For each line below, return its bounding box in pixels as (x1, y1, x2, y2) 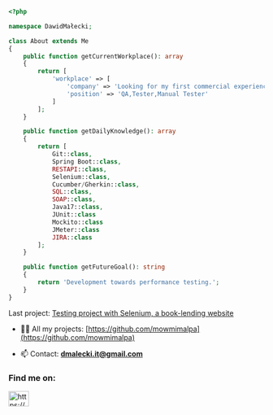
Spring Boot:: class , (51, 157, 122, 166)
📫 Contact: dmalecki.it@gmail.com (19, 348, 144, 358)
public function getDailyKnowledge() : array (23, 127, 176, 136)
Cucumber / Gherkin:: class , (51, 180, 140, 189)
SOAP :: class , (51, 195, 96, 203)
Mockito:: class (51, 218, 104, 226)
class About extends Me (8, 37, 89, 45)
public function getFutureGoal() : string (23, 263, 165, 272)
